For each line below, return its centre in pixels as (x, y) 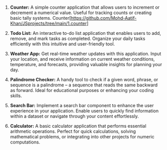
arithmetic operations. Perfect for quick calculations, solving (73, 131)
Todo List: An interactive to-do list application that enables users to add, (86, 33)
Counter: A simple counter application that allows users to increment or (85, 7)
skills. (16, 96)
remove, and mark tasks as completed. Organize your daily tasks (78, 38)
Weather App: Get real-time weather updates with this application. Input (86, 54)
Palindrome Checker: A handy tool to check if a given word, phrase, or (84, 80)
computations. (25, 142)
